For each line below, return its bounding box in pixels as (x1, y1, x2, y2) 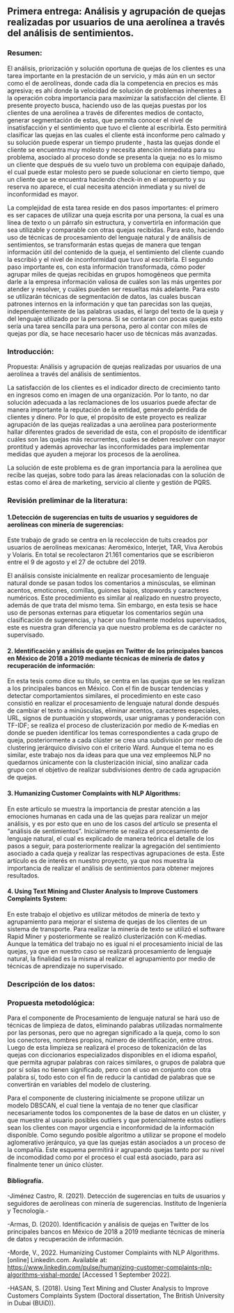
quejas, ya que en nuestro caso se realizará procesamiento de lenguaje (7, 947, 212, 955)
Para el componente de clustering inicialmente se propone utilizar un (7, 1094, 205, 1102)
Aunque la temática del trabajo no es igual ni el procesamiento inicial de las (7, 940, 223, 948)
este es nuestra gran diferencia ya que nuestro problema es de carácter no (7, 623, 223, 632)
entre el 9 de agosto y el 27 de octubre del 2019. (7, 558, 146, 566)
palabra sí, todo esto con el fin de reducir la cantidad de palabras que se (7, 1073, 215, 1081)
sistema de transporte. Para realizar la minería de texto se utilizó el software (7, 924, 225, 933)
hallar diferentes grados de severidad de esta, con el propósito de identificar (7, 428, 227, 436)
